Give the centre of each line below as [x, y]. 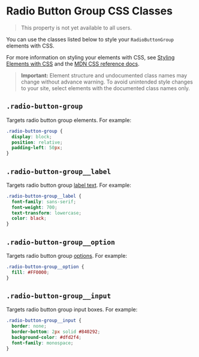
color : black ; [29, 218]
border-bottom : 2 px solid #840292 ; [56, 332]
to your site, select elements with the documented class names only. [105, 88]
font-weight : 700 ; [35, 207]
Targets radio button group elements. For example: [69, 120]
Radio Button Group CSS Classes [89, 11]
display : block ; [32, 136]
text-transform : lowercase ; [47, 213]
